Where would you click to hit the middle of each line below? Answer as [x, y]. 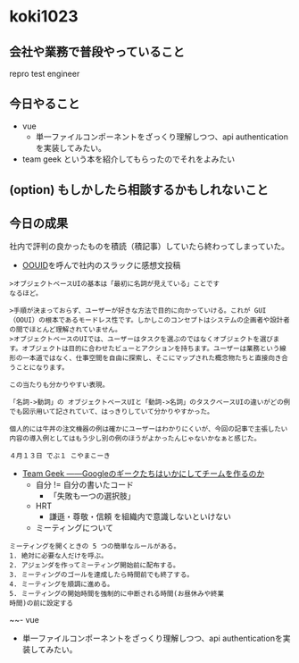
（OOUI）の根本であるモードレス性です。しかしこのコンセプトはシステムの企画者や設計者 [149, 320]
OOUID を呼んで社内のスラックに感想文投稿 [101, 265]
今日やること [45, 104]
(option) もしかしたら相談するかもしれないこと [139, 190]
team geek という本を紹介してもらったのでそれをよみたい [129, 159]
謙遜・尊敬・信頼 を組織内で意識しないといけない [140, 516]
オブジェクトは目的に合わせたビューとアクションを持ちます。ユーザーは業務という [151, 349]
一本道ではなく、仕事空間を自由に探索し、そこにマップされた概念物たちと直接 [145, 358]
